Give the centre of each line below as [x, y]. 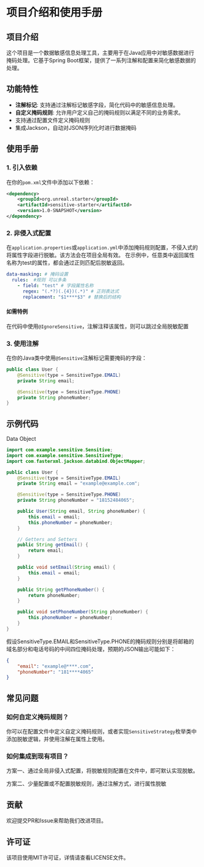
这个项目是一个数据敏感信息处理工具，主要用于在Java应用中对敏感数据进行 [100, 53]
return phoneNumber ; [54, 595]
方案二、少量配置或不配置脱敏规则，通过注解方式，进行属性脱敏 [86, 783]
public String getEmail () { [53, 545]
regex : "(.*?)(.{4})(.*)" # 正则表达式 [71, 291]
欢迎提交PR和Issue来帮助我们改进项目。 [56, 821]
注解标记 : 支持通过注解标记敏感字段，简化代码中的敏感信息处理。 [97, 105]
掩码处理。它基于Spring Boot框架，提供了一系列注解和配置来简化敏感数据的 [101, 60]
